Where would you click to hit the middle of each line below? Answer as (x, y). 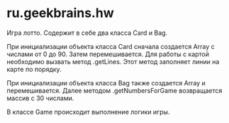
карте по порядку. (34, 69)
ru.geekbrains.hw (60, 13)
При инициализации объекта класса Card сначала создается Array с (111, 46)
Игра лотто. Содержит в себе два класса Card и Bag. (87, 33)
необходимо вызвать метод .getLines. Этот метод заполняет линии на (113, 61)
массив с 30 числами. (40, 98)
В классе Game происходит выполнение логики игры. (88, 112)
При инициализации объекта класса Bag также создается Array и (106, 82)
